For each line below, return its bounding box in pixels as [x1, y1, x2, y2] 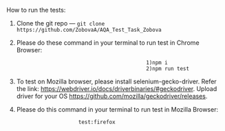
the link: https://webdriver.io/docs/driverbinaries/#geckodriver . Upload [16, 85, 217, 92]
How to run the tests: [6, 6, 66, 14]
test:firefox [78, 119, 116, 125]
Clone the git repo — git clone [16, 19, 105, 27]
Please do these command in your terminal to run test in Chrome [16, 39, 200, 47]
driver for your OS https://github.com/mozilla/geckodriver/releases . [16, 92, 208, 100]
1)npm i [146, 59, 168, 66]
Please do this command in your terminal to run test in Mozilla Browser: [16, 105, 218, 113]
